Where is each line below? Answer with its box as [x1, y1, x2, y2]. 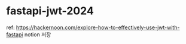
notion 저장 [24, 31, 51, 38]
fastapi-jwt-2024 [6, 4, 94, 18]
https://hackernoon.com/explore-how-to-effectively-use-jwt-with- [16, 24, 180, 31]
